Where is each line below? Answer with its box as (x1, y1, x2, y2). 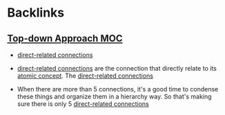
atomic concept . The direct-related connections (17, 71, 154, 80)
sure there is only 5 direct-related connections (17, 100, 150, 108)
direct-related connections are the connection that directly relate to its (17, 64, 217, 72)
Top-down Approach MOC (7, 33, 123, 44)
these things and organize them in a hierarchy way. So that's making (17, 92, 212, 100)
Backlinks (7, 5, 65, 21)
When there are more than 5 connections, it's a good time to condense (17, 85, 219, 93)
